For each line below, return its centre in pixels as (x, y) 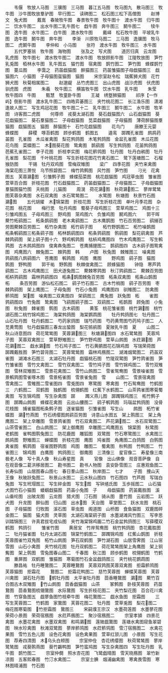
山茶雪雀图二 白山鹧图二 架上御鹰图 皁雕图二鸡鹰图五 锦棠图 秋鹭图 (82, 427)
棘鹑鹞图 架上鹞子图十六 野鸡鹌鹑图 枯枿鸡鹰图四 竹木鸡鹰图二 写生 (82, 239)
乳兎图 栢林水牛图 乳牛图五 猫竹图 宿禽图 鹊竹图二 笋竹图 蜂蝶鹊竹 (84, 64)
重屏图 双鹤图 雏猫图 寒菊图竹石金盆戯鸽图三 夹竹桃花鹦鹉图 (82, 559)
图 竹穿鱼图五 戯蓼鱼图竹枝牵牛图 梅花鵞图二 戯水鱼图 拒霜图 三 (82, 597)
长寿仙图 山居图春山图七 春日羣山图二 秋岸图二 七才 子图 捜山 (80, 471)
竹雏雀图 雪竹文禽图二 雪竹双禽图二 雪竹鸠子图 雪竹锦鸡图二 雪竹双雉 (84, 365)
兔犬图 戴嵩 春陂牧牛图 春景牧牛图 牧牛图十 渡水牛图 (78, 20)
